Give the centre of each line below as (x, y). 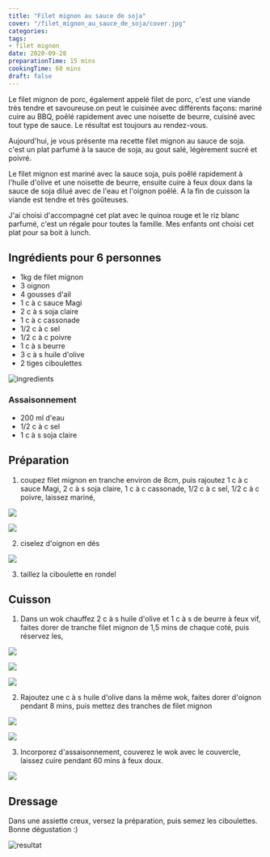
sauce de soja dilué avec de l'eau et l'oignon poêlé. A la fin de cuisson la (129, 190)
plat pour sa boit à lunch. (50, 232)
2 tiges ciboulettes (51, 363)
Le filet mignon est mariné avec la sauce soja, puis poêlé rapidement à (126, 173)
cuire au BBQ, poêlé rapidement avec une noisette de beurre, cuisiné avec (132, 116)
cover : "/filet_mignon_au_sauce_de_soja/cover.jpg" (97, 23)
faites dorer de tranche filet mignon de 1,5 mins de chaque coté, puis (135, 628)
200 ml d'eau (42, 417)
